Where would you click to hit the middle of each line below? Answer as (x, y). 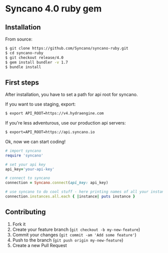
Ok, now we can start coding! (35, 141)
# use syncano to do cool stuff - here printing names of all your (77, 192)
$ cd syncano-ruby (24, 53)
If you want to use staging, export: (40, 104)
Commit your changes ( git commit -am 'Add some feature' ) (74, 234)
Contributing (25, 212)
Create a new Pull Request (40, 245)
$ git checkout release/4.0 (34, 57)
